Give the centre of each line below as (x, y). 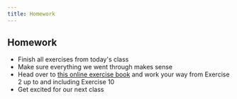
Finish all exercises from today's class (73, 59)
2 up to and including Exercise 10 (66, 82)
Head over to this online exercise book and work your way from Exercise (123, 74)
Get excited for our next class (61, 90)
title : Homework (31, 14)
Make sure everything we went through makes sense (95, 67)
